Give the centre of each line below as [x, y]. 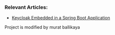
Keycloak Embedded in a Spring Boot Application [61, 18]
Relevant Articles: [26, 7]
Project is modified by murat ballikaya [42, 27]
